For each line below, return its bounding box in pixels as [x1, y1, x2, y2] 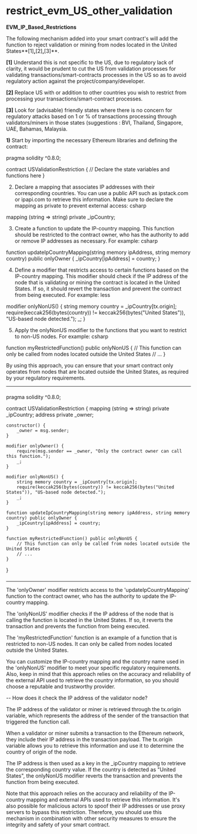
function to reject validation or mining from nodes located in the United [6, 41, 177, 48]
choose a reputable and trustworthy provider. [6, 683, 116, 690]
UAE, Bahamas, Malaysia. [6, 125, 67, 132]
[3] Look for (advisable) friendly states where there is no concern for [6, 106, 172, 113]
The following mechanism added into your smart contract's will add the [6, 35, 178, 42]
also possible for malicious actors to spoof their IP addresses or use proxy [6, 802, 186, 809]
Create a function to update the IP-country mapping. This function [14, 225, 175, 232]
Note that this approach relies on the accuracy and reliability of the [6, 790, 168, 797]
